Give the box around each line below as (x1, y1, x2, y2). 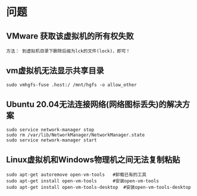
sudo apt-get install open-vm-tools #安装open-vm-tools (6, 178, 160, 184)
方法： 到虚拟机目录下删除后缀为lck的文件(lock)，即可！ (6, 48, 131, 54)
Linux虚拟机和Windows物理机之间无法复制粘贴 (6, 155, 180, 165)
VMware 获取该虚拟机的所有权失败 (6, 31, 134, 41)
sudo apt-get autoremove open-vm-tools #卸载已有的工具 (6, 172, 147, 178)
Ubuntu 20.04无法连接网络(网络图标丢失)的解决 (6, 99, 183, 110)
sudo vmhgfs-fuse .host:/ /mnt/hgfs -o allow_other (6, 81, 137, 88)
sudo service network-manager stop (6, 127, 95, 132)
